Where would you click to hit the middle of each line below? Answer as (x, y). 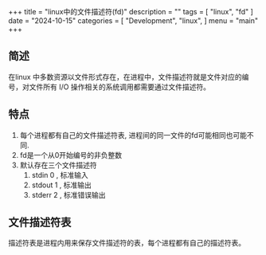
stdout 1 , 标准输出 (61, 185)
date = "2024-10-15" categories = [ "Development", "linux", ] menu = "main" (133, 21)
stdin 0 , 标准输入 (60, 175)
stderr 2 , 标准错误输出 (68, 194)
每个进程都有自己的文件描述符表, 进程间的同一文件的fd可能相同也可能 (133, 135)
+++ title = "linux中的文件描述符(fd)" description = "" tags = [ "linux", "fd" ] (131, 12)
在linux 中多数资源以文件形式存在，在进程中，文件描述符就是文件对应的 (125, 76)
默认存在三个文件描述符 (58, 165)
